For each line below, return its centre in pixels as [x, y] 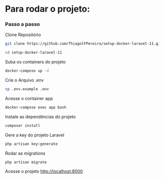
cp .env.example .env [27, 89]
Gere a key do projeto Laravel [35, 135]
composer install [23, 125]
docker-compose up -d [27, 71]
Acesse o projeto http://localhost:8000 [44, 171]
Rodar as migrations [25, 153]
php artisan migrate [26, 162]
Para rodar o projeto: [48, 9]
